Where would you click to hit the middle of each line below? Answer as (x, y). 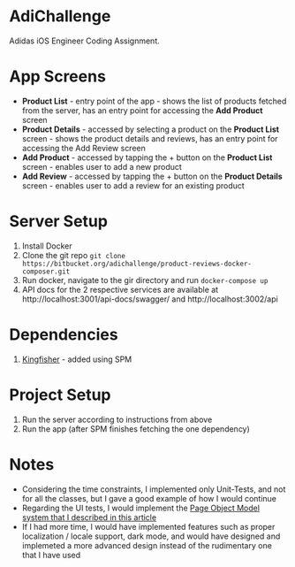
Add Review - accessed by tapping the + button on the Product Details (152, 176)
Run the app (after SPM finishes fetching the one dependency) (136, 429)
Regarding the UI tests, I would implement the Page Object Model (141, 508)
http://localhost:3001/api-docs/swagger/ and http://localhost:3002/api (150, 299)
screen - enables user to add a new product (102, 166)
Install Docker (47, 246)
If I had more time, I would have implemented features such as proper (148, 526)
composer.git (46, 272)
